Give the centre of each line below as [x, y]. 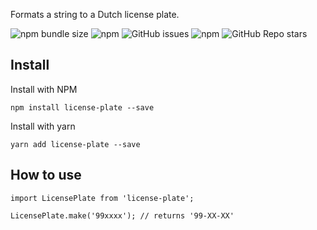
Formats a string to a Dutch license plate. [95, 14]
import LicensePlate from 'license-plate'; [102, 198]
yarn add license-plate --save [75, 144]
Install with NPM [44, 89]
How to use [46, 175]
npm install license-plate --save [82, 107]
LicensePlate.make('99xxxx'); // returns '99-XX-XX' [122, 215]
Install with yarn [43, 126]
